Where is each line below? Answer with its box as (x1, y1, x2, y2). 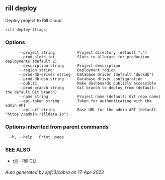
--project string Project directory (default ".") (18, 50, 147, 55)
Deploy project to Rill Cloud (5, 17, 62, 23)
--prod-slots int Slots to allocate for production (18, 55, 150, 60)
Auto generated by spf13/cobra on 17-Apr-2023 (5, 169, 104, 175)
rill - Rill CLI (12, 158, 37, 164)
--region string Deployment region (18, 68, 116, 73)
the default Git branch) (5, 90, 57, 95)
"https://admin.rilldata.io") (5, 112, 69, 117)
